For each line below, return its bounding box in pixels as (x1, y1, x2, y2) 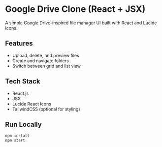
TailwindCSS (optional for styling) (12, 106, 80, 112)
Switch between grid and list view (12, 63, 81, 69)
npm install (5, 133, 30, 139)
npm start (5, 138, 26, 143)
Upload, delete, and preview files (12, 52, 80, 58)
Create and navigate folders (12, 58, 69, 64)
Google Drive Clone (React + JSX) (5, 3, 146, 15)
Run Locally (5, 120, 42, 129)
